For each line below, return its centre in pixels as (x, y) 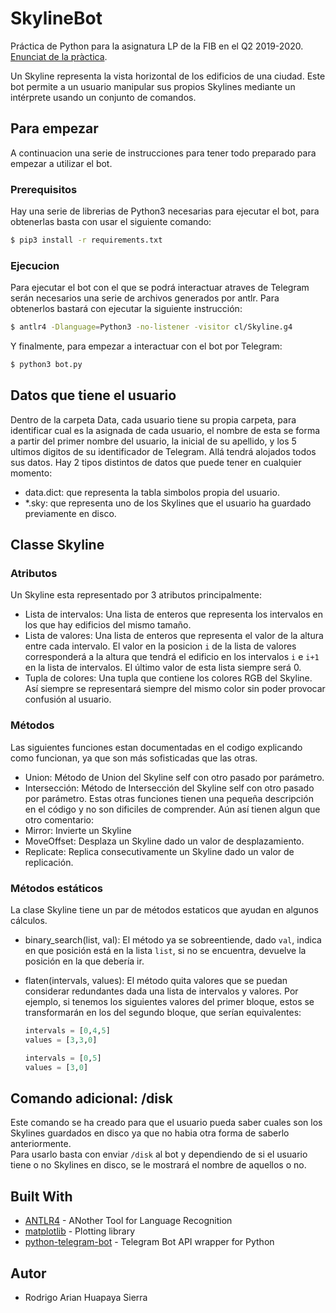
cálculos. (29, 921)
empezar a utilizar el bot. (61, 163)
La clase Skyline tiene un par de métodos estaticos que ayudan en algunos (164, 910)
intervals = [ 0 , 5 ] (63, 1058)
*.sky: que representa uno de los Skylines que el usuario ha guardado (168, 503)
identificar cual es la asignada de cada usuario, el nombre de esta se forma (165, 430)
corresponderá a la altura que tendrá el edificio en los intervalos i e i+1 (172, 657)
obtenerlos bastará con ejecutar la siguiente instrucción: (126, 309)
